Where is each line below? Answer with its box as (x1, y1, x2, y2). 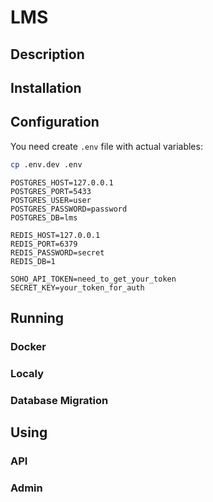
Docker (10, 339, 47, 353)
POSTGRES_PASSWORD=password (10, 204, 128, 214)
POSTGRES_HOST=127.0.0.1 (10, 177, 114, 188)
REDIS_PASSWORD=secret (10, 247, 105, 258)
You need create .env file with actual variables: (10, 140, 203, 152)
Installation (10, 79, 82, 96)
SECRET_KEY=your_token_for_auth (10, 282, 145, 293)
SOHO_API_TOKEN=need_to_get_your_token (10, 274, 177, 284)
